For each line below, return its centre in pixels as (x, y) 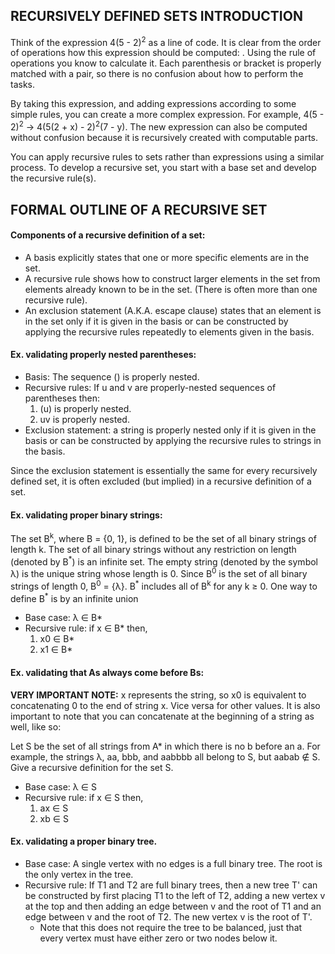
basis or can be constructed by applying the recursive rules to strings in (173, 440)
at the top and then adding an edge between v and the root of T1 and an (173, 906)
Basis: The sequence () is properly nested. (112, 376)
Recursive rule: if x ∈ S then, (84, 797)
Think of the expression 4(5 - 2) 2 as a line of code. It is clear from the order (166, 41)
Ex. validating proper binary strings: (86, 515)
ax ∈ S (54, 808)
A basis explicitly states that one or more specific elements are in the (167, 257)
